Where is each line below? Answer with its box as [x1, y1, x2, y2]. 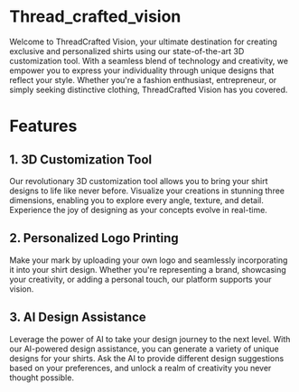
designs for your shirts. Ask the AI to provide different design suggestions [9, 352, 285, 363]
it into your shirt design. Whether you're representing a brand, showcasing [9, 264, 286, 275]
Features [9, 116, 78, 136]
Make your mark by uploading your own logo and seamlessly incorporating [9, 255, 288, 266]
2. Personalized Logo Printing [9, 230, 179, 246]
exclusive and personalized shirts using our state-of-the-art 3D [9, 45, 245, 56]
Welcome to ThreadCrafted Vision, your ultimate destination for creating [9, 36, 278, 47]
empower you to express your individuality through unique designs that [9, 65, 275, 76]
